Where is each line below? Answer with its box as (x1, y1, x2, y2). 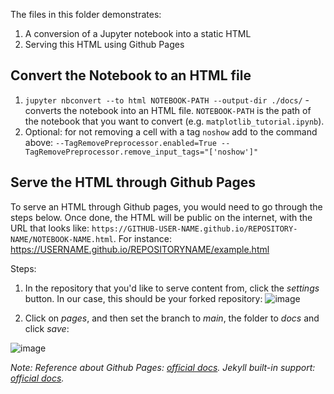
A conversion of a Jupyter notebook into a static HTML (24, 28, 252, 39)
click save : (24, 322, 70, 334)
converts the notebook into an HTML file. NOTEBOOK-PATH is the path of (24, 104, 312, 116)
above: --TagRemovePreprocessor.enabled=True (24, 136, 217, 148)
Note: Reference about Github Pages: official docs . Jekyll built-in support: (10, 361, 316, 373)
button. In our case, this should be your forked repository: (24, 292, 263, 304)
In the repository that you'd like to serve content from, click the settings (24, 282, 320, 294)
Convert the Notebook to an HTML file (10, 67, 252, 84)
